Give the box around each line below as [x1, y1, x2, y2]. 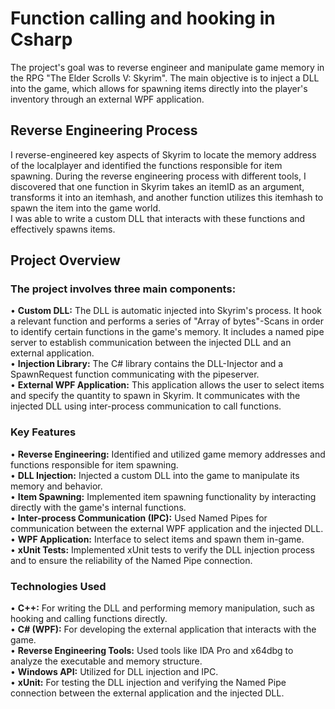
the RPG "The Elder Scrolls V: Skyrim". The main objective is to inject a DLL [10, 72, 320, 84]
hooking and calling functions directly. [10, 613, 168, 625]
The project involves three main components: [10, 282, 237, 296]
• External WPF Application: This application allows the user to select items [10, 379, 325, 391]
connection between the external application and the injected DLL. [10, 687, 285, 699]
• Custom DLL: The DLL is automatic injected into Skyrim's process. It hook [10, 305, 323, 317]
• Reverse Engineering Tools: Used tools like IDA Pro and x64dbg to [10, 645, 294, 657]
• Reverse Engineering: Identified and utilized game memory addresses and [10, 448, 326, 460]
